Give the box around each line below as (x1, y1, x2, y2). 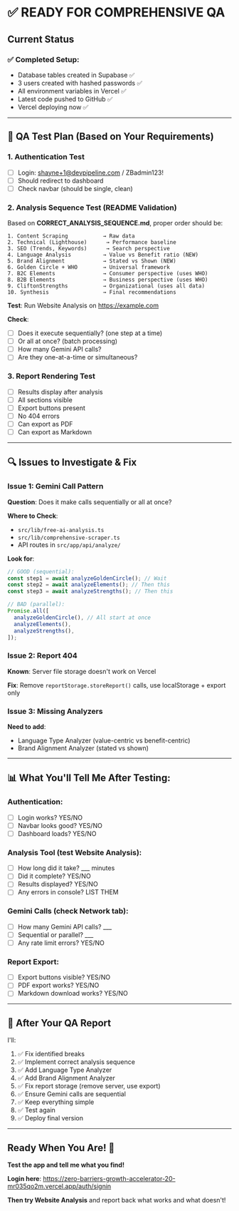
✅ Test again (17, 1106, 55, 1115)
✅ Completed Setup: (7, 54, 80, 64)
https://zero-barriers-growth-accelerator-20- (42, 1175, 176, 1183)
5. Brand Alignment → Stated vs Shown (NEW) (7, 257, 176, 265)
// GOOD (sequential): (7, 568, 75, 575)
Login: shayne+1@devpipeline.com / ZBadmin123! (17, 168, 164, 177)
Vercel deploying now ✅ (17, 103, 89, 111)
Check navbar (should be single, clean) (17, 184, 133, 193)
